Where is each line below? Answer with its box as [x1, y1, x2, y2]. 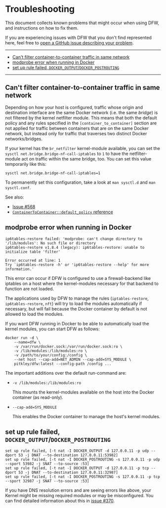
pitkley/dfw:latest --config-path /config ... [14, 361, 112, 366]
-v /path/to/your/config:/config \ [14, 352, 87, 357]
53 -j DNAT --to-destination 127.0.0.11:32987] [18, 470, 119, 475]
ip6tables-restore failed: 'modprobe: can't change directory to [5, 236, 142, 241]
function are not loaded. [5, 285, 54, 292]
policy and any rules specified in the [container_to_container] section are [5, 120, 157, 126]
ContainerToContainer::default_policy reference [12, 209, 114, 215]
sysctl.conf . [5, 184, 31, 191]
